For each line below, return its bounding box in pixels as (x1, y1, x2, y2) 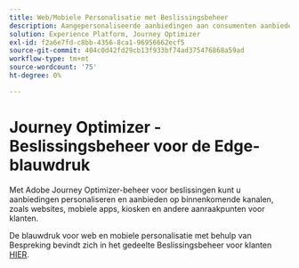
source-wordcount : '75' (9, 63, 98, 72)
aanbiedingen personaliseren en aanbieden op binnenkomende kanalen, (9, 193, 274, 205)
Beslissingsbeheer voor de (9, 135, 211, 156)
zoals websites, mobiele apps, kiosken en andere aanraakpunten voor (9, 203, 265, 214)
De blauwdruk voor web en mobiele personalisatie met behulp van (9, 230, 252, 240)
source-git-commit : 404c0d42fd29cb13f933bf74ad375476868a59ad (9, 46, 245, 55)
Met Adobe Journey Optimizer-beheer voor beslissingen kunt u (9, 184, 241, 195)
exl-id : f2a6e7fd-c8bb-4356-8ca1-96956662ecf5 (9, 37, 185, 47)
